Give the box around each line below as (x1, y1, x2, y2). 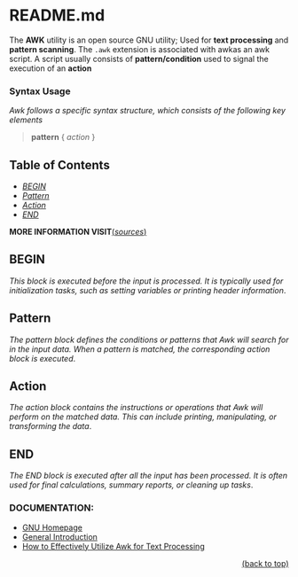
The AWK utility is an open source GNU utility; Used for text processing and (9, 35, 289, 45)
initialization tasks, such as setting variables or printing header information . (9, 285, 286, 295)
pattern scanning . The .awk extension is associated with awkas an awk (9, 43, 271, 54)
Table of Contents (9, 157, 111, 173)
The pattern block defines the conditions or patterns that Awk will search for (9, 334, 289, 345)
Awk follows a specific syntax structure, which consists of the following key (9, 105, 286, 116)
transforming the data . (9, 421, 92, 432)
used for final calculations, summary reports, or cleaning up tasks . (9, 480, 254, 490)
